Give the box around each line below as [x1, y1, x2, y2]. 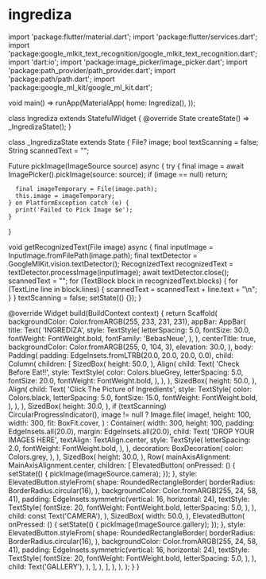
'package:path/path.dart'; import [8, 74, 115, 84]
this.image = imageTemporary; [15, 192, 115, 200]
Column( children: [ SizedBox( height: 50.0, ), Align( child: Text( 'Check [8, 359, 240, 368]
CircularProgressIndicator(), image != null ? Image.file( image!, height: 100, [8, 410, 252, 419]
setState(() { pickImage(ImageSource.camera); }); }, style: [8, 468, 198, 478]
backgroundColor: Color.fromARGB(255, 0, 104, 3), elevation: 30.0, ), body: [8, 342, 254, 352]
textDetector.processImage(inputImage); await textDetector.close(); [8, 267, 229, 277]
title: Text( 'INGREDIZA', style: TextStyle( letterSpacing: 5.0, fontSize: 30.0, [8, 324, 251, 335]
